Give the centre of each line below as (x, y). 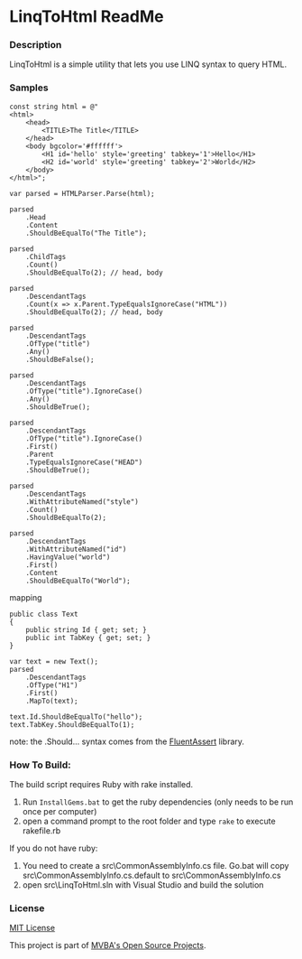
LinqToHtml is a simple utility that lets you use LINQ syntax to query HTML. (148, 64)
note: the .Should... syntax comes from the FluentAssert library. (127, 741)
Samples (29, 88)
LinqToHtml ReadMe (87, 17)
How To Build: (41, 765)
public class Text (44, 614)
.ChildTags (46, 256)
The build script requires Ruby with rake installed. (101, 785)
